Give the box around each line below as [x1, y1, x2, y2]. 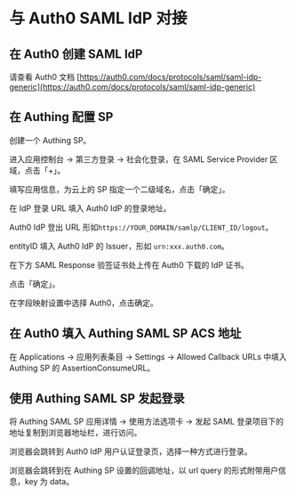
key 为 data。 [24, 476, 74, 487]
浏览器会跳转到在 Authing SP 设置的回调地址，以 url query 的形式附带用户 [9, 465, 279, 476]
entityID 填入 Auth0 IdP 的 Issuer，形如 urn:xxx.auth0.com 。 [9, 240, 229, 251]
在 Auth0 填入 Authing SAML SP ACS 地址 [9, 326, 242, 341]
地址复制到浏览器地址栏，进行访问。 [9, 427, 142, 438]
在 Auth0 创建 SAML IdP [9, 46, 143, 61]
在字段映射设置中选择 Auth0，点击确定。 [9, 297, 158, 308]
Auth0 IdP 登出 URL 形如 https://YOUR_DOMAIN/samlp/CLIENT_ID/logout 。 [9, 222, 274, 232]
